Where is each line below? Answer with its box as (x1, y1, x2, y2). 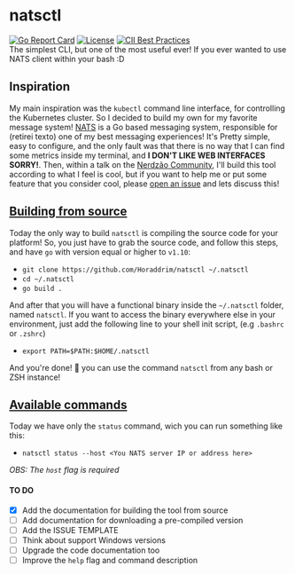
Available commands (9, 397, 128, 413)
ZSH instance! (9, 372, 61, 382)
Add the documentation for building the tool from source (21, 505, 229, 515)
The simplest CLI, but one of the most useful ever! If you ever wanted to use (9, 43, 287, 54)
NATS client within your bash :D (9, 53, 125, 64)
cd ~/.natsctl (21, 274, 74, 284)
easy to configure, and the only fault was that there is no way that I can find (9, 140, 285, 151)
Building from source (9, 204, 128, 219)
